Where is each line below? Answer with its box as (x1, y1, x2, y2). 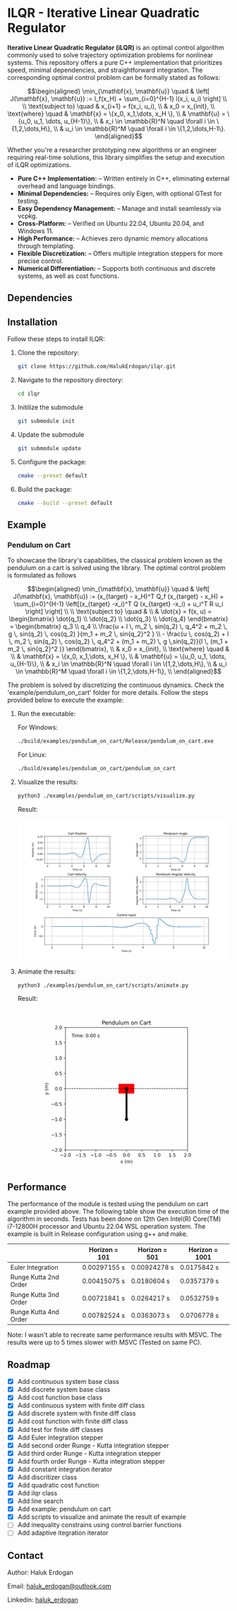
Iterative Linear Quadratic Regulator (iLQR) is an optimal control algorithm (7, 43, 224, 51)
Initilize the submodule (17, 403, 83, 411)
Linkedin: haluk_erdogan (7, 1595, 79, 1604)
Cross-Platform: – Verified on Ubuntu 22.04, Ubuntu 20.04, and (17, 219, 205, 227)
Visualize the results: (17, 777, 79, 786)
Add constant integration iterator (17, 1465, 113, 1473)
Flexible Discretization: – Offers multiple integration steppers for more (17, 249, 224, 257)
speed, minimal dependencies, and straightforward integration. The (7, 66, 203, 74)
